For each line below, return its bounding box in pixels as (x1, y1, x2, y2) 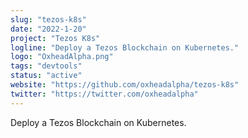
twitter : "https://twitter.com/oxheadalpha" (10, 89, 199, 99)
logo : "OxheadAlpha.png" (10, 52, 114, 62)
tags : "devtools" (10, 61, 83, 71)
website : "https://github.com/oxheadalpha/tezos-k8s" (10, 80, 240, 90)
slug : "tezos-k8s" (10, 14, 87, 25)
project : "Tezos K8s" (10, 33, 101, 43)
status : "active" (10, 71, 83, 81)
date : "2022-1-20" (10, 24, 87, 34)
